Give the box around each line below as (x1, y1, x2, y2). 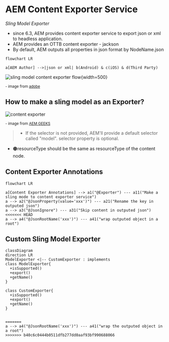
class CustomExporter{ (5, 288, 53, 293)
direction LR (5, 253, 33, 258)
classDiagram (5, 248, 33, 254)
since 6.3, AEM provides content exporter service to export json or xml (12, 30, 161, 36)
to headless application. (12, 36, 63, 42)
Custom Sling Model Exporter (5, 235, 101, 243)
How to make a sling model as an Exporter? (5, 98, 145, 106)
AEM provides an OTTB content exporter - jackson (12, 41, 119, 47)
